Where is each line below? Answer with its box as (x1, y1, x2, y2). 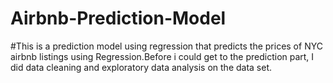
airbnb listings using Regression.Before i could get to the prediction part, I (10, 50, 315, 62)
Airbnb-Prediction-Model (10, 7, 227, 30)
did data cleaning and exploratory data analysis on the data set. (10, 61, 273, 73)
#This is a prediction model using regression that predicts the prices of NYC (10, 40, 323, 52)
